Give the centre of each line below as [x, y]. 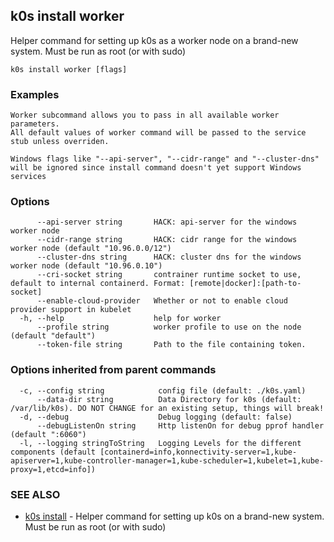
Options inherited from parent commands [113, 370]
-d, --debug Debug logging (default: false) [156, 417]
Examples [35, 94]
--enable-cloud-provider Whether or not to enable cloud [162, 301]
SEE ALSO [35, 494]
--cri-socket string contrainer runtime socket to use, [169, 275]
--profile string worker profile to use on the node [169, 327]
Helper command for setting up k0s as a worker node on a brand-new [154, 40]
